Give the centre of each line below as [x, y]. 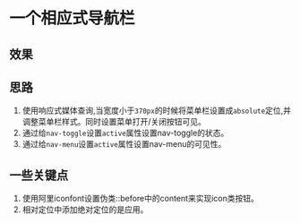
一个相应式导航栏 [73, 18]
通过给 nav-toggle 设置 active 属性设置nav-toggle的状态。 [125, 133]
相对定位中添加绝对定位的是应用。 [85, 210]
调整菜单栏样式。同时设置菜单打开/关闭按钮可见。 [114, 122]
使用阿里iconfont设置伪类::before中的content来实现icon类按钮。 [141, 199]
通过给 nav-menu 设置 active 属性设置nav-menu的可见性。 [124, 144]
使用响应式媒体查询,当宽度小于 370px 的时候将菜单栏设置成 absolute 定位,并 [156, 111]
